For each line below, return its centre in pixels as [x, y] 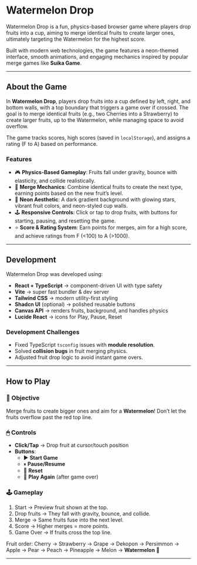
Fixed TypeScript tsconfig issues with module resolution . [85, 345]
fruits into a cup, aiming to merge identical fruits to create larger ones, [91, 32]
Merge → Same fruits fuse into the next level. [69, 520]
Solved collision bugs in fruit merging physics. [71, 351]
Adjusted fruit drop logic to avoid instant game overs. [79, 357]
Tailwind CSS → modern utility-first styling [66, 298]
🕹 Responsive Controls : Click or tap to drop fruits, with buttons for [96, 212]
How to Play [28, 381]
